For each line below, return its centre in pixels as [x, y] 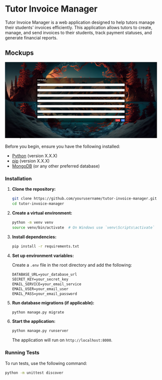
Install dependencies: [34, 237]
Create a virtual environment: [42, 213]
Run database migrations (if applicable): [53, 303]
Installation [19, 179]
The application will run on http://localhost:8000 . [62, 340]
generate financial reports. [31, 38]
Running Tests [22, 353]
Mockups [20, 53]
